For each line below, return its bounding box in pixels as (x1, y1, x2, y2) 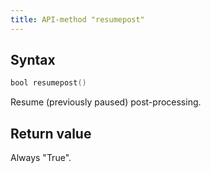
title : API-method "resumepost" (10, 14, 145, 25)
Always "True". (10, 152, 72, 164)
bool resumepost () (10, 78, 87, 88)
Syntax (10, 52, 56, 69)
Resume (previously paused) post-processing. (10, 96, 202, 108)
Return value (10, 125, 92, 142)
